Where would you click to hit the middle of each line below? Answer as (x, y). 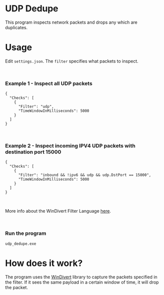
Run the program (26, 233)
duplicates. (17, 27)
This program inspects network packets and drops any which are (71, 22)
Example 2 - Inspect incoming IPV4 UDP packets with (70, 146)
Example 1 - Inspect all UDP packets (49, 83)
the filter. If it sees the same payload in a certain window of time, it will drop (82, 282)
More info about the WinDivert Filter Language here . (58, 211)
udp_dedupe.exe (21, 244)
